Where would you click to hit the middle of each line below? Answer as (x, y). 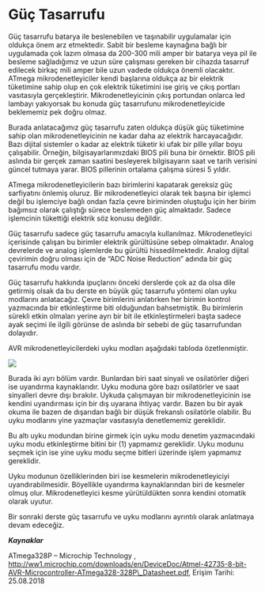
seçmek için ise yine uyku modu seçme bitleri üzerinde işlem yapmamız (125, 452)
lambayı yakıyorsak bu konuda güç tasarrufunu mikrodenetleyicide (117, 104)
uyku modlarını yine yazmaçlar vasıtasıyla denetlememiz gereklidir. (117, 420)
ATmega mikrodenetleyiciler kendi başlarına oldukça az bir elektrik (116, 78)
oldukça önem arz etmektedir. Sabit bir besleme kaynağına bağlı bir (118, 44)
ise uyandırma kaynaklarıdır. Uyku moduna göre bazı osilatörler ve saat (124, 386)
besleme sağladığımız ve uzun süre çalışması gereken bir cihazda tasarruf (129, 62)
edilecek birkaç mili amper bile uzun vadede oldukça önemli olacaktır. (121, 70)
